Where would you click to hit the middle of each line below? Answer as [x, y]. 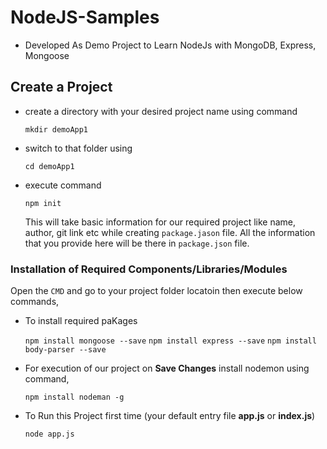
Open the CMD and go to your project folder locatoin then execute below [156, 291]
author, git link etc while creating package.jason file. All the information [170, 232]
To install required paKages [81, 321]
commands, [35, 302]
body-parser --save [65, 350]
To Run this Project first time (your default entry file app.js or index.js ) [170, 416]
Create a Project [61, 87]
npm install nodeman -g [74, 397]
